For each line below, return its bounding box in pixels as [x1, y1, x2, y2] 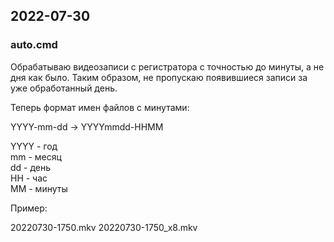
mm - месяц [10, 150, 62, 163]
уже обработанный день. [10, 82, 118, 94]
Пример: [10, 202, 48, 214]
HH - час [10, 172, 48, 184]
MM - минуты [10, 182, 68, 194]
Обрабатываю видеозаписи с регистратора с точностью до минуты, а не [10, 60, 325, 73]
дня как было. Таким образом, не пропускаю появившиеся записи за [10, 71, 308, 83]
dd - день [10, 161, 52, 173]
